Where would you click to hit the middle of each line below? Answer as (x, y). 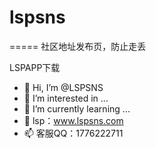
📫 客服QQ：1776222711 (73, 133)
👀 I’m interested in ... (66, 98)
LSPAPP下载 (35, 67)
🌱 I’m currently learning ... (77, 108)
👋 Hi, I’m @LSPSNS (63, 87)
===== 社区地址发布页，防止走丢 (78, 46)
